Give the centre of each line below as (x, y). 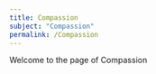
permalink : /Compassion (54, 34)
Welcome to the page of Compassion (78, 60)
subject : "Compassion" (52, 26)
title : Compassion (44, 18)
